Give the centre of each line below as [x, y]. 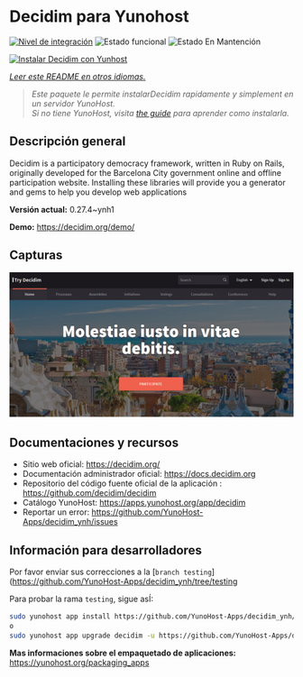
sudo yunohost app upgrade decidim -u [82, 636]
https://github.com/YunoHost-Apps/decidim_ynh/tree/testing [125, 581]
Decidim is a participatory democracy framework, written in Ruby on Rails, [147, 163]
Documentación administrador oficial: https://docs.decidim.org [139, 474]
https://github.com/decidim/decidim [89, 493]
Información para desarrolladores [106, 550]
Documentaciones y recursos [94, 442]
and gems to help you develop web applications [98, 192]
